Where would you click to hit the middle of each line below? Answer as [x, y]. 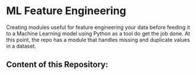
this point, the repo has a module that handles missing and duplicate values [98, 40]
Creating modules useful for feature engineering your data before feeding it [98, 27]
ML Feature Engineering [66, 11]
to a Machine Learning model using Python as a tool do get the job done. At [98, 33]
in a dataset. [21, 46]
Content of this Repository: [57, 65]
